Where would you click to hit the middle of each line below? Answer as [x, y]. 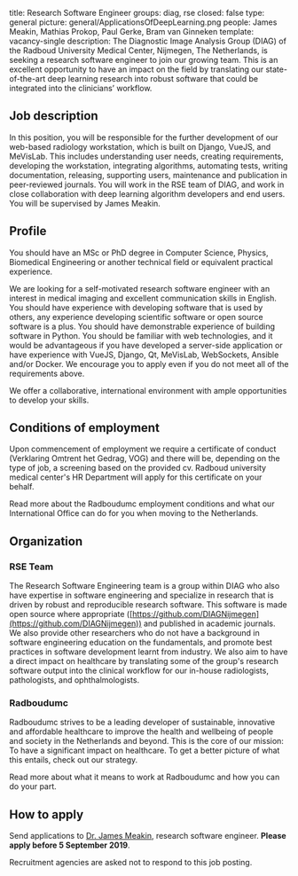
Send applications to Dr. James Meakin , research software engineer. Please [148, 836]
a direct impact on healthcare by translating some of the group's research [144, 661]
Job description [54, 116]
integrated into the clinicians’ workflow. [81, 88]
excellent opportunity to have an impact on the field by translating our [137, 69]
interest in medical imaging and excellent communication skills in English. [143, 298]
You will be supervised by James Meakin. [85, 203]
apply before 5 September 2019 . [70, 845]
